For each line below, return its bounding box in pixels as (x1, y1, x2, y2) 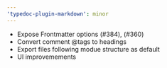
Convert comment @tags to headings (16, 37, 127, 46)
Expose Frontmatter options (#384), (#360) (16, 30, 144, 38)
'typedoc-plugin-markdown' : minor (6, 10, 109, 18)
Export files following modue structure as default (16, 45, 161, 53)
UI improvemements (16, 52, 77, 61)
